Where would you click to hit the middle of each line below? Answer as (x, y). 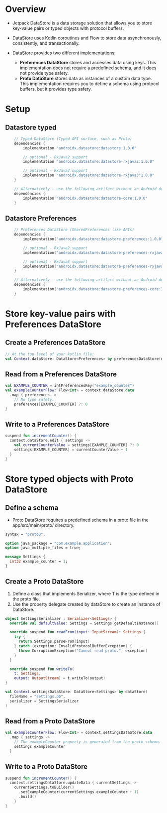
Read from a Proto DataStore (50, 721)
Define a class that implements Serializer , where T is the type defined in (86, 593)
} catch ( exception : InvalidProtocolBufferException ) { (73, 646)
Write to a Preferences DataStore (57, 424)
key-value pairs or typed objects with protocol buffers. (68, 28)
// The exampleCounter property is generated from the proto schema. (88, 742)
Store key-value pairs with (60, 313)
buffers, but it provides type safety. (56, 89)
